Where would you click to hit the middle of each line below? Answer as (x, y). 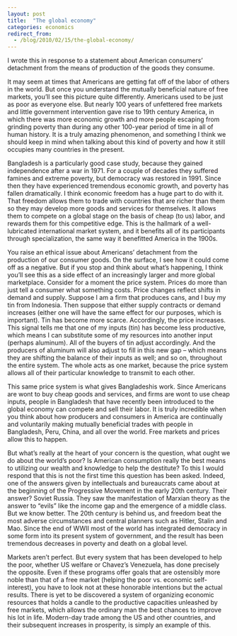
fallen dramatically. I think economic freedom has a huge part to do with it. (116, 194)
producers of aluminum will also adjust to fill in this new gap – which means (117, 350)
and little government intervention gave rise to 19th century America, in (111, 112)
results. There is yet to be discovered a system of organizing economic (111, 595)
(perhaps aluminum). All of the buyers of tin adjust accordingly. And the (111, 343)
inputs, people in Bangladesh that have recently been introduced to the (111, 402)
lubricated (22, 231)
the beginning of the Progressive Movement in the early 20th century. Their (117, 491)
